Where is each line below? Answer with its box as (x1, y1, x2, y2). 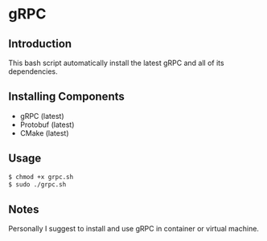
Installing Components (8, 90, 125, 104)
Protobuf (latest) (19, 120, 75, 129)
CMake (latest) (19, 128, 70, 137)
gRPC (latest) (19, 111, 64, 120)
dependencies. (8, 67, 58, 76)
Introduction (8, 37, 72, 51)
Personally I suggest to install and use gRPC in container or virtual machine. (8, 224, 260, 234)
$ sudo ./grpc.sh (8, 180, 67, 189)
